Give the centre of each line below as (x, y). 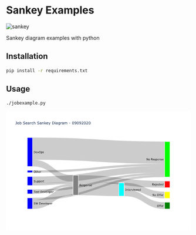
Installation (27, 56)
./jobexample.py (26, 103)
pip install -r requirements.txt (47, 70)
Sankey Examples (50, 10)
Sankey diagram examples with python (53, 38)
